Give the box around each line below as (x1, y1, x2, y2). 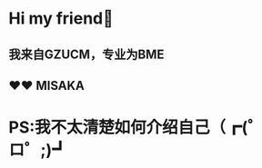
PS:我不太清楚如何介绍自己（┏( (8, 117, 248, 138)
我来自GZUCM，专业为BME (8, 46, 165, 62)
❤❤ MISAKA (8, 77, 86, 94)
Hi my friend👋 (8, 8, 115, 29)
